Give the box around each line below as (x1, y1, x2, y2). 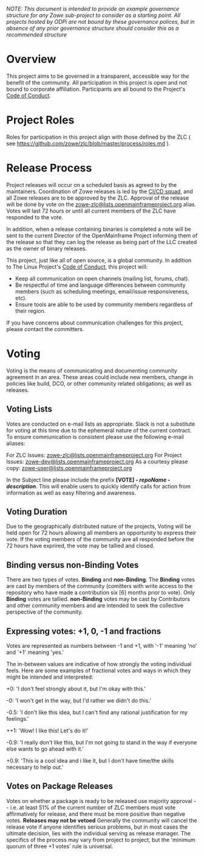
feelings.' (6, 715, 29, 722)
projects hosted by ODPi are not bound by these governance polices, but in (6, 18, 195, 25)
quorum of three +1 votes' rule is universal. (6, 843, 114, 850)
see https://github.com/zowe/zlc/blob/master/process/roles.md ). (6, 139, 171, 147)
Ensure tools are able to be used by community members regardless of (15, 301, 193, 308)
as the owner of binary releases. (6, 245, 87, 252)
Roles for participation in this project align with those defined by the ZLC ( (6, 133, 191, 141)
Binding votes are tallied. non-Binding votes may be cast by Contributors (6, 595, 190, 603)
